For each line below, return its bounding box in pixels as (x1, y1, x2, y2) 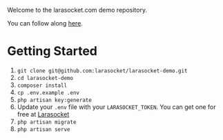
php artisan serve (17, 126, 70, 133)
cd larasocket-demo (17, 74, 74, 81)
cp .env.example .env (17, 89, 79, 96)
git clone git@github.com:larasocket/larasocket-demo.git (17, 67, 188, 74)
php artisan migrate (17, 119, 77, 126)
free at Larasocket (17, 110, 70, 118)
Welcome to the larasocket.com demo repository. (7, 6, 147, 14)
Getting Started (7, 43, 98, 59)
